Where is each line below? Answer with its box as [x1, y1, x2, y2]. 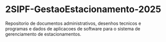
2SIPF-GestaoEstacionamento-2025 [5, 4, 161, 15]
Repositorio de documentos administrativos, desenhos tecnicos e [5, 20, 141, 26]
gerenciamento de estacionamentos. [5, 31, 82, 37]
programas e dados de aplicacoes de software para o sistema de [5, 25, 140, 31]
